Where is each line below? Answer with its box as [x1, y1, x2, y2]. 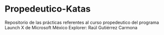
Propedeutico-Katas [4, 3, 91, 15]
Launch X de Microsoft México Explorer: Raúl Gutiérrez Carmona [4, 24, 138, 30]
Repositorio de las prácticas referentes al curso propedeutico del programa [4, 19, 159, 25]
